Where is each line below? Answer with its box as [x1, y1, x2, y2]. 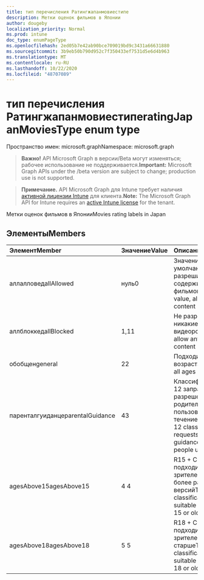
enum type [84, 123, 140, 137]
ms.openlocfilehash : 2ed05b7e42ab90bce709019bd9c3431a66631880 [6, 43, 170, 49]
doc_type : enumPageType [6, 37, 67, 43]
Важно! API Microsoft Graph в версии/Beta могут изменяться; [21, 155, 182, 162]
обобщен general [9, 360, 58, 368]
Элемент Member [9, 247, 62, 254]
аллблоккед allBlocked [9, 327, 74, 335]
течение [174, 415, 199, 423]
